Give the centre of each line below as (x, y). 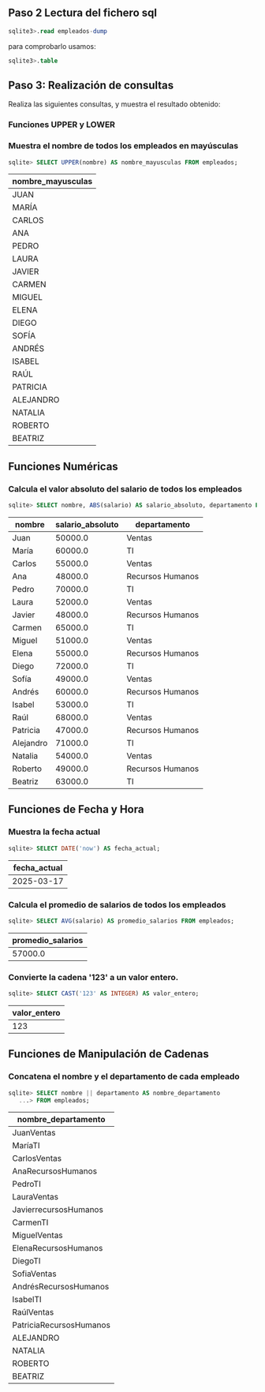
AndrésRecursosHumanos (61, 1287)
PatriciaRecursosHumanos (61, 1325)
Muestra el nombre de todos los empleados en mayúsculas (123, 146)
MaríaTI (26, 1146)
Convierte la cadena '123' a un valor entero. (93, 977)
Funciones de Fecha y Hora (76, 809)
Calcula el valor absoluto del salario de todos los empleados (125, 488)
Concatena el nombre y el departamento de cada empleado (124, 1076)
